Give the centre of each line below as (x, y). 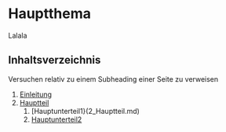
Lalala (18, 35)
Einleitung (36, 94)
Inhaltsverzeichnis (55, 60)
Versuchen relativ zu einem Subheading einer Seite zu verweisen (113, 79)
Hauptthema (50, 14)
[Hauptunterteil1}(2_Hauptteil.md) (85, 111)
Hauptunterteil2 (56, 119)
